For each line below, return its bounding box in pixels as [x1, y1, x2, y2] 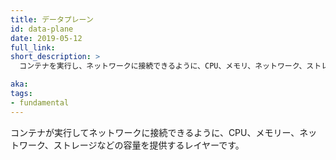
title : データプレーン [10, 14, 94, 25]
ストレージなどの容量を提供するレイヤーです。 [53, 139, 245, 151]
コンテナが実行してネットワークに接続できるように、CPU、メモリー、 [10, 126, 300, 138]
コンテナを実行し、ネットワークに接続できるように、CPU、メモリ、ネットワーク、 [19, 61, 307, 71]
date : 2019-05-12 [10, 33, 83, 43]
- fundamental [10, 97, 70, 108]
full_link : [10, 42, 56, 53]
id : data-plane [10, 24, 74, 34]
